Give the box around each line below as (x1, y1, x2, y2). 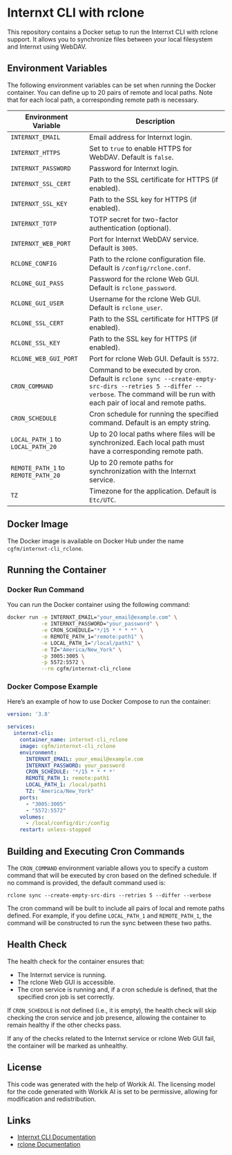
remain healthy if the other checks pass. (7, 1021, 122, 1029)
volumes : (19, 813, 45, 821)
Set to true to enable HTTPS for (89, 143, 192, 153)
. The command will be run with (113, 389, 215, 399)
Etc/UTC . (89, 495, 116, 504)
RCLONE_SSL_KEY (10, 339, 61, 347)
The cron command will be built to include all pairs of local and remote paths (7, 904, 225, 912)
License (7, 1062, 42, 1073)
